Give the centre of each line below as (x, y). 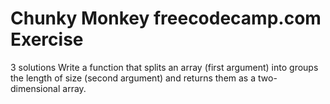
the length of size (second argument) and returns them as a (133, 78)
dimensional (35, 88)
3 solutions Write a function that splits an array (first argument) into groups (164, 67)
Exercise (47, 39)
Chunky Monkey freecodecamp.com (166, 18)
